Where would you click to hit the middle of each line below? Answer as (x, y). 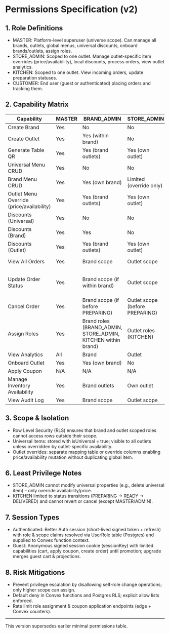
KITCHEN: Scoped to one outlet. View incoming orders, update (78, 72)
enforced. (23, 601)
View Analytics (25, 354)
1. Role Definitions (34, 28)
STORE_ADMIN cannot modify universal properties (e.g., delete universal (88, 485)
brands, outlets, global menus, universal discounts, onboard (75, 46)
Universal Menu (27, 165)
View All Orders (26, 261)
